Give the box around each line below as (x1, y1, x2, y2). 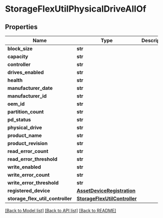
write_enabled (7, 164, 41, 170)
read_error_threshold (7, 156, 57, 162)
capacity (7, 53, 28, 60)
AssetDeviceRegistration (77, 187, 136, 194)
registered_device (7, 187, 50, 194)
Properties (5, 23, 38, 31)
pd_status (7, 117, 32, 123)
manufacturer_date (7, 85, 53, 91)
